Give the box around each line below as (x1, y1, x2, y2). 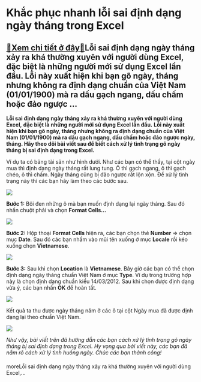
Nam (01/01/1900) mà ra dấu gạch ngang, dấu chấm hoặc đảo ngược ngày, (6, 134, 195, 141)
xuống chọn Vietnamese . (6, 242, 70, 249)
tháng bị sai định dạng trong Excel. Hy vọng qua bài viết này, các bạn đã (6, 342, 188, 350)
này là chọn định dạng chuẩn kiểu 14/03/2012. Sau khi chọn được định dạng (6, 278, 194, 285)
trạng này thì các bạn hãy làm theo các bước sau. (6, 178, 128, 184)
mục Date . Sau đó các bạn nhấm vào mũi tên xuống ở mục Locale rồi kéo (6, 236, 188, 243)
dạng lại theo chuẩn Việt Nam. (6, 314, 81, 320)
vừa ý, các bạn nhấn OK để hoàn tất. (6, 284, 97, 291)
